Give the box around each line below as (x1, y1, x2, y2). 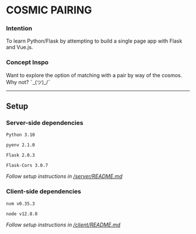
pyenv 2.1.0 (6, 142, 35, 148)
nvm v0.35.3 (6, 201, 35, 207)
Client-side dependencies (6, 187, 82, 195)
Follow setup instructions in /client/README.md (6, 221, 121, 228)
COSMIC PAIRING (6, 4, 92, 17)
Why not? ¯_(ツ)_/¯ (6, 78, 51, 85)
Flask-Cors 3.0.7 (6, 163, 48, 169)
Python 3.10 (6, 132, 35, 138)
